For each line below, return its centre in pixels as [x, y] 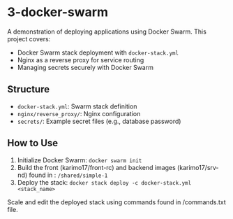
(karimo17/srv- [198, 167]
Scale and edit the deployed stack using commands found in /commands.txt [117, 202]
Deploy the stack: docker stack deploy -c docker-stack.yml [104, 182]
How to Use [33, 143]
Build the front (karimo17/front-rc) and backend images [96, 167]
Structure [29, 89]
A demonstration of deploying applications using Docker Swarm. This [107, 31]
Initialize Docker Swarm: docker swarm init [80, 160]
